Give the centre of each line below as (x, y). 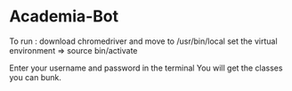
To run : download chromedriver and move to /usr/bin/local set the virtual (143, 41)
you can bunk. (36, 77)
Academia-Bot (64, 17)
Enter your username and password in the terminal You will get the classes (146, 68)
